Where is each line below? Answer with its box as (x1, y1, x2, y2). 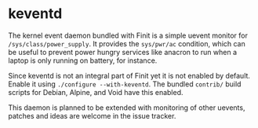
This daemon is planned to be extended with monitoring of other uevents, (8, 103, 245, 112)
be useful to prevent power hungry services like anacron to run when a (8, 47, 238, 57)
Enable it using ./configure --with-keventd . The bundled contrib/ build (8, 79, 242, 89)
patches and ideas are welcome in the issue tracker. (8, 111, 176, 120)
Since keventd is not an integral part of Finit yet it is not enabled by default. (8, 71, 251, 80)
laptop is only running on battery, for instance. (8, 56, 158, 65)
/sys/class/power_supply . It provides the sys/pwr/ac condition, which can (8, 38, 245, 48)
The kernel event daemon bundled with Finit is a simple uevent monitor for (8, 31, 249, 40)
